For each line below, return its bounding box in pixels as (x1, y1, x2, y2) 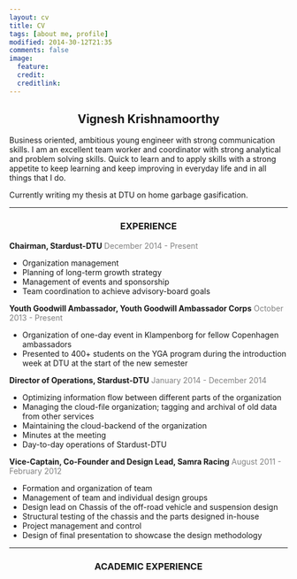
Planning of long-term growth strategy (21, 266, 162, 277)
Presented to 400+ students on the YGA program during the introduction (21, 348, 287, 359)
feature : (17, 63, 49, 72)
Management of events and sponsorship (21, 276, 170, 287)
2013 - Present (9, 312, 64, 323)
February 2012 (9, 466, 62, 476)
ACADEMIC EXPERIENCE (94, 560, 203, 572)
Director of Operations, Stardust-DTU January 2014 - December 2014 (9, 374, 267, 385)
